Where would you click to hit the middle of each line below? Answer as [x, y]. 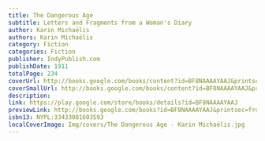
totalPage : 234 [33, 74]
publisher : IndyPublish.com [54, 60]
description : [30, 96]
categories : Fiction [42, 52]
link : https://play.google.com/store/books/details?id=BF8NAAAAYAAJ [123, 103]
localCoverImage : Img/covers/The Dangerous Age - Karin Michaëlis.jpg [127, 125]
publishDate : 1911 [38, 67]
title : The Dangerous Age [50, 15]
